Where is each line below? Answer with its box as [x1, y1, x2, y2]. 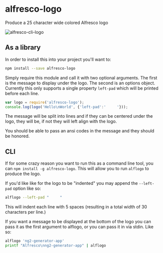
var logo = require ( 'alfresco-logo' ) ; [5, 100, 84, 105]
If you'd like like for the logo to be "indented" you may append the [5, 180, 138, 186]
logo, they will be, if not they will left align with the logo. [5, 119, 117, 125]
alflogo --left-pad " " [5, 195, 63, 200]
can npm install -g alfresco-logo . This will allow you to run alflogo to [5, 166, 149, 172]
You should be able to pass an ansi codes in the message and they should [5, 128, 155, 134]
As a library [5, 43, 41, 52]
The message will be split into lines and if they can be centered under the [5, 113, 153, 119]
